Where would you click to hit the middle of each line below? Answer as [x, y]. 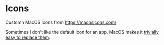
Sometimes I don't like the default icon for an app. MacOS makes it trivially [82, 32]
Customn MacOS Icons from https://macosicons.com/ [61, 22]
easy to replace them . [28, 37]
